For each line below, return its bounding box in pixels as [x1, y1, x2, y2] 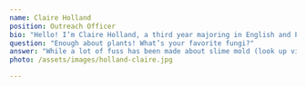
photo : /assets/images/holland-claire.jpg [9, 55, 173, 64]
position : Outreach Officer [9, 22, 117, 31]
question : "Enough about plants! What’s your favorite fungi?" [9, 38, 255, 48]
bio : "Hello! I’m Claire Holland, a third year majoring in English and [9, 30, 291, 39]
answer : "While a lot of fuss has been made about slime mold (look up [9, 47, 287, 56]
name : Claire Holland [9, 13, 92, 23]
